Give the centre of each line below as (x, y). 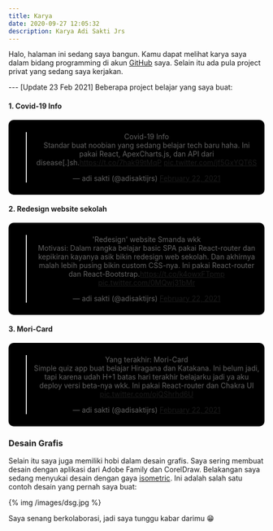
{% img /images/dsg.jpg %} (55, 502)
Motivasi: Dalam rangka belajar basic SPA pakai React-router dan (147, 248)
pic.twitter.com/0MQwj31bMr (147, 283)
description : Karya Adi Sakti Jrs (67, 31)
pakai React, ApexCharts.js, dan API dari (147, 154)
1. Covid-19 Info (35, 106)
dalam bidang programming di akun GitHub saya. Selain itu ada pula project (135, 63)
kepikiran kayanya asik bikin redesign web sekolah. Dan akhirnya (147, 257)
